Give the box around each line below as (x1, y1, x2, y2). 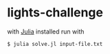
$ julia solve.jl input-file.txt (7, 40, 103, 47)
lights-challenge (7, 5, 103, 21)
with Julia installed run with (7, 27, 85, 36)
